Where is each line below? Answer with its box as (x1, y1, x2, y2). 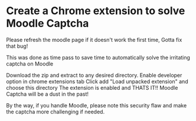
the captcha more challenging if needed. (6, 108, 105, 115)
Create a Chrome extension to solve (6, 4, 185, 18)
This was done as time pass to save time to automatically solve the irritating (6, 54, 191, 61)
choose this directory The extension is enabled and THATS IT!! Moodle (6, 84, 178, 91)
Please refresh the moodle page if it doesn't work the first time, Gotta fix (6, 36, 182, 43)
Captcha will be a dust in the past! (6, 90, 89, 97)
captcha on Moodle (6, 60, 54, 67)
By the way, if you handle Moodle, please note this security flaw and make (6, 102, 187, 109)
